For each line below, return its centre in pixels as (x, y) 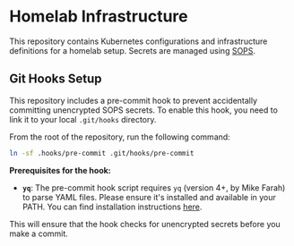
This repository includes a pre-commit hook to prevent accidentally (134, 100)
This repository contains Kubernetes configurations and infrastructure (138, 41)
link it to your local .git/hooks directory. (83, 119)
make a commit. (39, 233)
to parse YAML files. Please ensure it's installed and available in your (149, 197)
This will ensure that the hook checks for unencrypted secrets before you (145, 224)
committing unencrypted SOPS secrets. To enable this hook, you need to (143, 110)
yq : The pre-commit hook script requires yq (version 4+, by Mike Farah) (154, 187)
